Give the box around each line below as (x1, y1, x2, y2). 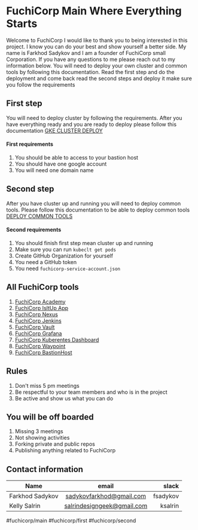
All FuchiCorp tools (6, 282, 79, 292)
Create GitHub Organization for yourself (14, 252, 114, 259)
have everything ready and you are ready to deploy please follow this (6, 121, 177, 128)
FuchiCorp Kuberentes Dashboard (14, 336, 99, 343)
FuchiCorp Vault (14, 323, 55, 330)
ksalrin (160, 502, 179, 510)
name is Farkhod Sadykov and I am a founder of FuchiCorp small (6, 49, 166, 56)
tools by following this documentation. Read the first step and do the (6, 68, 175, 75)
